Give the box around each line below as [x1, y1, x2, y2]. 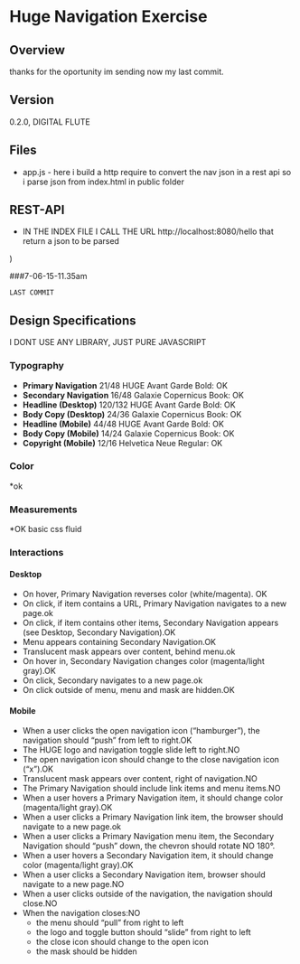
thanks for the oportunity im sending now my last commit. [9, 66, 224, 77]
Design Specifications [9, 313, 137, 328]
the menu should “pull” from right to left [35, 917, 184, 928]
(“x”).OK [22, 763, 54, 774]
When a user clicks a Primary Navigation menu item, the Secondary [22, 831, 275, 842]
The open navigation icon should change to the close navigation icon [22, 754, 280, 765]
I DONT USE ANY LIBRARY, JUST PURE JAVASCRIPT [9, 337, 207, 348]
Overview [9, 42, 66, 58]
